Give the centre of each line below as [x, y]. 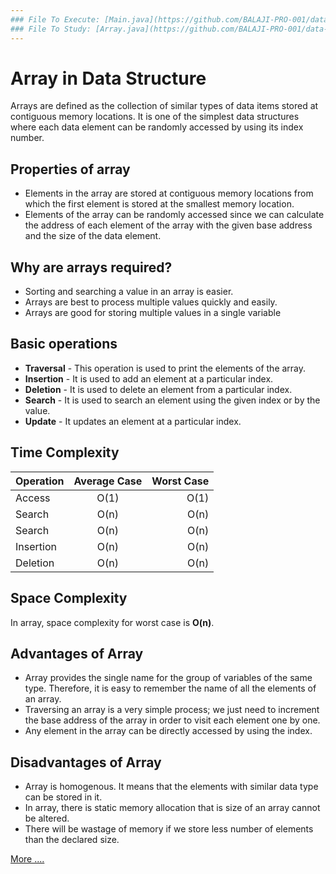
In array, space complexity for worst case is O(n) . [112, 622]
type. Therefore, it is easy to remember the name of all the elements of [170, 688]
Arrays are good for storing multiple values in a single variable [153, 313]
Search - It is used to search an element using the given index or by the [172, 400]
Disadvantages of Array [86, 762]
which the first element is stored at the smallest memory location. [159, 204]
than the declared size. [72, 840]
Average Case [108, 481]
